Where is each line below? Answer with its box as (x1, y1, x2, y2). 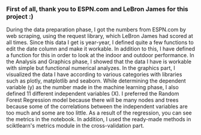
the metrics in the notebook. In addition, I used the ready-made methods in (6, 116, 191, 123)
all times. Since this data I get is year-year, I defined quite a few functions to (6, 39, 194, 46)
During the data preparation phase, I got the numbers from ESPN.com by (6, 26, 186, 33)
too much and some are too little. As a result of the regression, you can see (6, 109, 192, 116)
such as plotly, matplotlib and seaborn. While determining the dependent (6, 77, 186, 84)
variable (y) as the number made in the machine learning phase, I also (6, 84, 179, 91)
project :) (6, 12, 34, 20)
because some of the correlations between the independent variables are (6, 103, 188, 110)
